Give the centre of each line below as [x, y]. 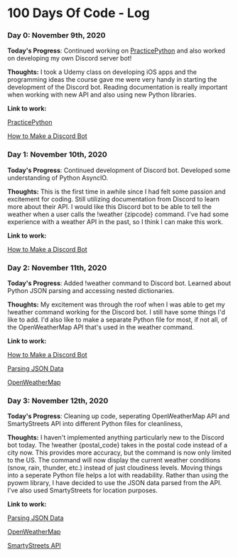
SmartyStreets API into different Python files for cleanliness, [95, 424]
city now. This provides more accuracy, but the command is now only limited [119, 452]
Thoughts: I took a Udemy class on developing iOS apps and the [102, 72]
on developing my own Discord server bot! [70, 58]
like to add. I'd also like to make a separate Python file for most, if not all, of [117, 320]
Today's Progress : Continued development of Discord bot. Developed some [119, 170]
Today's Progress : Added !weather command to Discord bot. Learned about [119, 283]
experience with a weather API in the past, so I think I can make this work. [115, 221]
